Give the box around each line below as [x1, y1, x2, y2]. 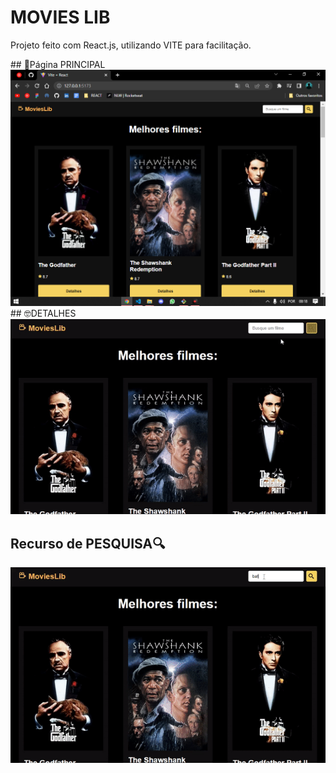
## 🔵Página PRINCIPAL [10, 58, 106, 70]
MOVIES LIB [10, 6, 111, 29]
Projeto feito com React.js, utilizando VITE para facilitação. [10, 39, 252, 51]
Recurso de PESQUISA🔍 [10, 535, 166, 552]
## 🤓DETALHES [10, 307, 77, 319]
